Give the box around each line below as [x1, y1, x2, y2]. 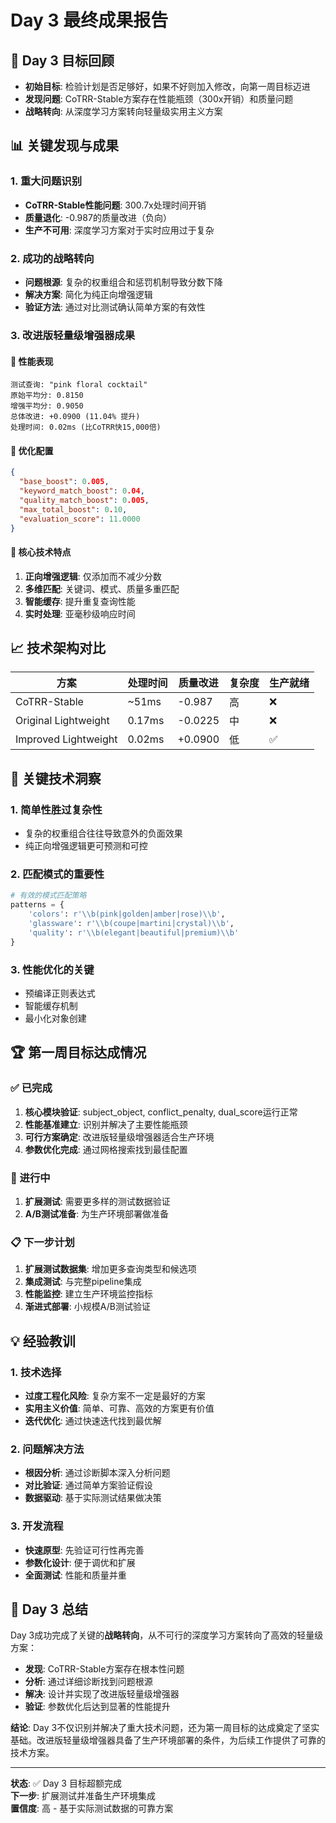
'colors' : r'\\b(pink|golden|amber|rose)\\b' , [28, 909, 226, 920]
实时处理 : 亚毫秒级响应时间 [24, 607, 136, 620]
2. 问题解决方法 [10, 1442, 85, 1456]
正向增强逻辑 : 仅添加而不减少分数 [24, 570, 162, 582]
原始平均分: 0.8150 [10, 391, 84, 401]
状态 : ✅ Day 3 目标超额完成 [10, 1777, 122, 1790]
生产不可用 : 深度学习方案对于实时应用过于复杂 [24, 224, 215, 236]
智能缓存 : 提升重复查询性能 [24, 595, 136, 607]
